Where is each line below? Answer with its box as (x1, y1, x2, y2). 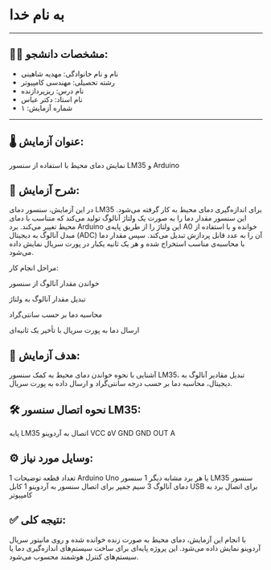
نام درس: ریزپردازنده (20, 86, 84, 96)
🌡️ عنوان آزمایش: (9, 135, 84, 149)
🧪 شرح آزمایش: (9, 183, 80, 197)
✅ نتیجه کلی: (9, 513, 67, 527)
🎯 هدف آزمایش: (9, 348, 80, 363)
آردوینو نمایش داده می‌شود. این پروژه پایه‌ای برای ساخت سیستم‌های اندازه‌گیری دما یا (9, 543, 261, 552)
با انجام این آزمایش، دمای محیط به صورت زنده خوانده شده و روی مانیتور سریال (9, 535, 246, 544)
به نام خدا (9, 6, 65, 24)
